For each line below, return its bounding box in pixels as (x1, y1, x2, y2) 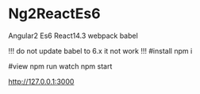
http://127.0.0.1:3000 (8, 77, 75, 86)
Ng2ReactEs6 (8, 5, 101, 23)
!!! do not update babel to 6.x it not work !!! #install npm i (8, 46, 193, 55)
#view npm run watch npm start (8, 61, 113, 71)
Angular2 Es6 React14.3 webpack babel (8, 31, 139, 40)
